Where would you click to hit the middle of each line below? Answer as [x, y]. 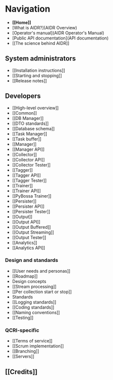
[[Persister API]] [28, 206]
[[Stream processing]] [34, 286]
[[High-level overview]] [35, 108]
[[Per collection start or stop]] [42, 292]
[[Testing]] [23, 318]
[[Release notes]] [29, 80]
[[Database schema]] [33, 128]
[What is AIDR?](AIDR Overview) [45, 27]
